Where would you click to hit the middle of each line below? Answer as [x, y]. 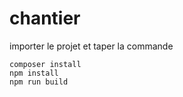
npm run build [39, 82]
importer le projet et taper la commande [91, 46]
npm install [34, 73]
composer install [45, 64]
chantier [45, 18]
